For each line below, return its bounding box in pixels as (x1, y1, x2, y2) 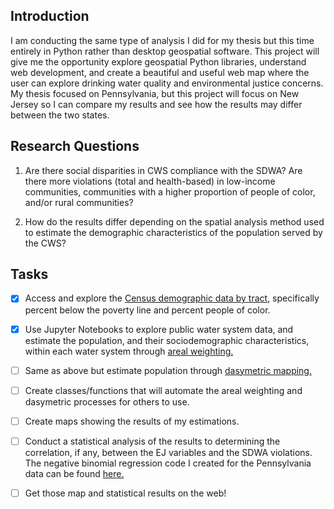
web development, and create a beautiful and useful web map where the (10, 66, 310, 78)
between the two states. (10, 109, 110, 121)
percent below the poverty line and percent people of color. (24, 304, 271, 316)
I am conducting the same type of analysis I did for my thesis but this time (10, 34, 315, 46)
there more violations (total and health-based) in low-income (24, 175, 276, 187)
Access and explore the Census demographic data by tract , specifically (24, 292, 320, 304)
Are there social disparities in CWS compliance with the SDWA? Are (24, 164, 303, 176)
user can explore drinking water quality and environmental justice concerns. (10, 77, 324, 89)
